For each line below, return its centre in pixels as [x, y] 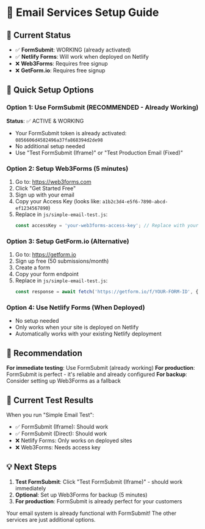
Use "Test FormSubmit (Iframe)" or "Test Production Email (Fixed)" [99, 152]
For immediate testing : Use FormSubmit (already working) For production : [101, 368]
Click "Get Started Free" [45, 188]
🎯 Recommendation [44, 353]
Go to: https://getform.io [45, 255]
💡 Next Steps [31, 467]
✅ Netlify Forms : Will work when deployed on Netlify [82, 57]
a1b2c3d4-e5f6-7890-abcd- [135, 201]
